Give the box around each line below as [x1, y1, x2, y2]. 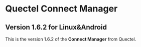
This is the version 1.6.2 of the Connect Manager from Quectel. [5, 36, 136, 42]
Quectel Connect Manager [5, 3, 118, 14]
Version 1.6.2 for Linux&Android [5, 23, 107, 31]
